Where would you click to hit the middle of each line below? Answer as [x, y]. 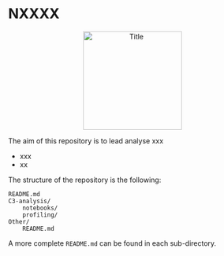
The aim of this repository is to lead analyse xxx [86, 141]
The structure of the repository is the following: [85, 180]
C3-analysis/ [30, 201]
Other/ [19, 221]
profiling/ [40, 215]
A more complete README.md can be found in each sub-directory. [112, 243]
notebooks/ [40, 208]
